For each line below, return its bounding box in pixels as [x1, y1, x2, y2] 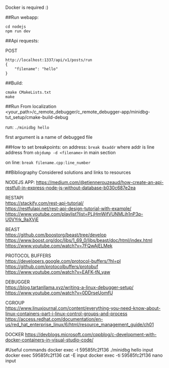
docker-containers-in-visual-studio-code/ [5, 337, 93, 343]
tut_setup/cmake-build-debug [5, 114, 68, 120]
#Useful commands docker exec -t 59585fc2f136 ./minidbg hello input [5, 347, 153, 353]
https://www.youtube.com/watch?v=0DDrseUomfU [5, 290, 113, 296]
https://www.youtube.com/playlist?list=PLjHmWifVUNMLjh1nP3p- [5, 211, 143, 217]
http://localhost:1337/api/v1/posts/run [5, 57, 93, 63]
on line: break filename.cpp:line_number [5, 159, 91, 166]
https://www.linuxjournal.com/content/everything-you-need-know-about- [5, 305, 161, 311]
